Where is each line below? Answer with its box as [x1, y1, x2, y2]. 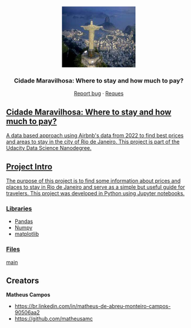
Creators [6, 275, 39, 286]
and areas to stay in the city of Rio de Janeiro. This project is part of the [6, 138, 180, 145]
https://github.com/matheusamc [14, 315, 93, 322]
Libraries [6, 204, 32, 212]
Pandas [14, 218, 33, 225]
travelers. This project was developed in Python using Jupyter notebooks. [6, 189, 185, 196]
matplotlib [14, 231, 39, 238]
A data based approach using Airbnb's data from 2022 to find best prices [6, 132, 184, 139]
